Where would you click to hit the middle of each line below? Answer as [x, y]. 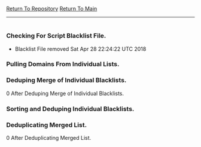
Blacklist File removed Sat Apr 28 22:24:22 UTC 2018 [80, 49]
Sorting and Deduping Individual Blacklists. [70, 109]
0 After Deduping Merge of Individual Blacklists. [65, 93]
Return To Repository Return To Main [52, 9]
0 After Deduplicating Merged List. [49, 138]
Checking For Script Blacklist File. [56, 36]
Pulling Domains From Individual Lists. [63, 64]
